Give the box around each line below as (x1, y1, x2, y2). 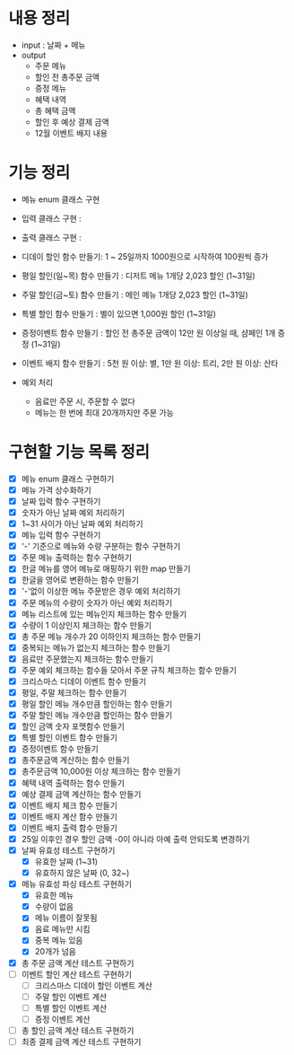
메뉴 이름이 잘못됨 (34, 912, 98, 923)
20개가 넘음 (34, 946, 77, 957)
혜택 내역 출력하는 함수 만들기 (21, 778, 125, 788)
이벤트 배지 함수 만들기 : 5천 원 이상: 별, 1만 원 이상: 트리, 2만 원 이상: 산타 (21, 357, 279, 368)
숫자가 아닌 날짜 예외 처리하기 (21, 507, 125, 517)
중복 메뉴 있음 (34, 935, 83, 945)
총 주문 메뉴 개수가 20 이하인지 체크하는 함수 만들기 (21, 630, 202, 642)
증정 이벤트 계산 (34, 1014, 91, 1024)
